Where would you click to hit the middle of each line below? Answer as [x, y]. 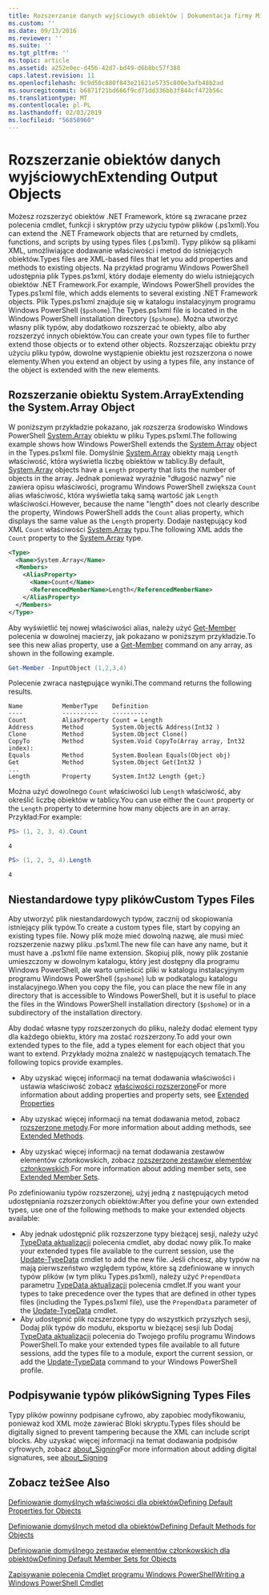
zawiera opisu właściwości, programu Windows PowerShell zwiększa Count [132, 486]
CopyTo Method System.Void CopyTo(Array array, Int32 [127, 742]
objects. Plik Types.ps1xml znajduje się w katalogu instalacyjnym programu [132, 301]
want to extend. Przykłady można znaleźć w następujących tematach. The [129, 1053]
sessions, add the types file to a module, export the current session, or [137, 1353]
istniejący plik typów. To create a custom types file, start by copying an [124, 927]
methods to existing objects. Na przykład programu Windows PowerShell [129, 267]
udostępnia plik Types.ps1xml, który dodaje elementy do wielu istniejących [131, 276]
